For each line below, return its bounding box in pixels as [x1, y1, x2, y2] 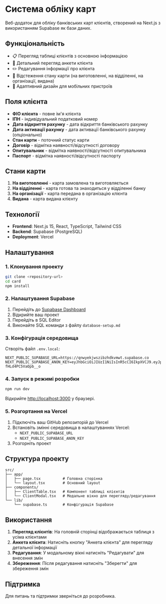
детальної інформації [12, 545, 57, 551]
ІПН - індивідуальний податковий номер [12, 116, 98, 122]
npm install [5, 283, 30, 288]
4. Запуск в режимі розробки [5, 375, 80, 382]
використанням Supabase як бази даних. [5, 25, 92, 31]
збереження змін [12, 565, 49, 572]
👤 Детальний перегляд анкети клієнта [12, 60, 93, 66]
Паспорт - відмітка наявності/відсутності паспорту [12, 152, 121, 159]
